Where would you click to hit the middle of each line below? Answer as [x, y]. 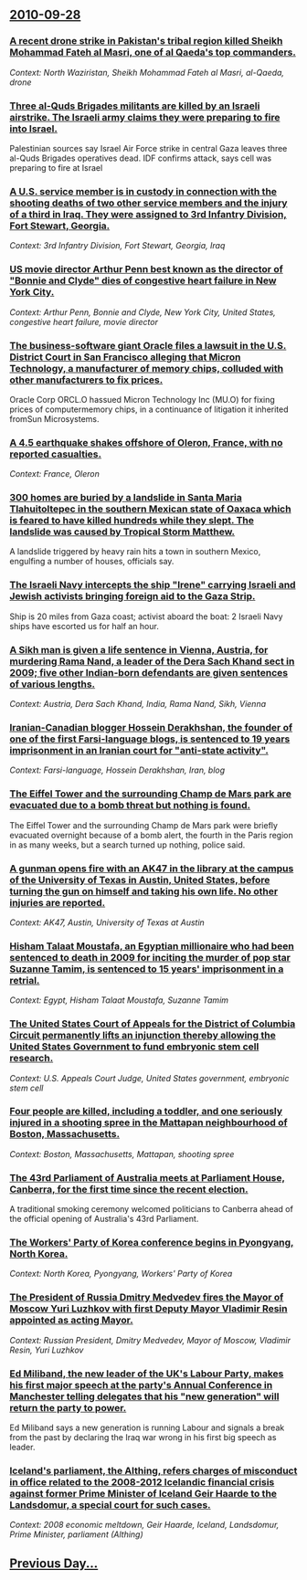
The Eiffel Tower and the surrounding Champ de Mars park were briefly [144, 825]
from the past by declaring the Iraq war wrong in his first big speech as [143, 1438]
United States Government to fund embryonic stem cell [134, 1047]
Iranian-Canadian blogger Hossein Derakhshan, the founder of [151, 727]
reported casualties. [56, 454]
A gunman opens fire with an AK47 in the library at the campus [152, 869]
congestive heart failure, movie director [84, 321]
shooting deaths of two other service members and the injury [148, 203]
